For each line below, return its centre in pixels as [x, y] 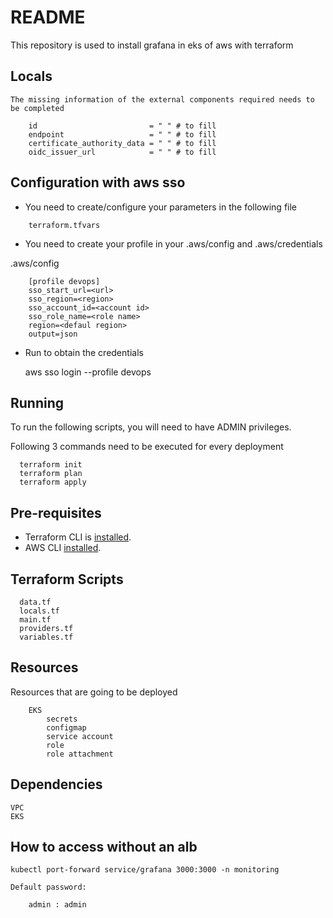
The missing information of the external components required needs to [162, 99]
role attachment [80, 754]
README [48, 17]
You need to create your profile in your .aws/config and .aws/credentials [173, 243]
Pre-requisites [56, 512]
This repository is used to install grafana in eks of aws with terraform [152, 45]
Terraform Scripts [67, 579]
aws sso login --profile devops [88, 372]
